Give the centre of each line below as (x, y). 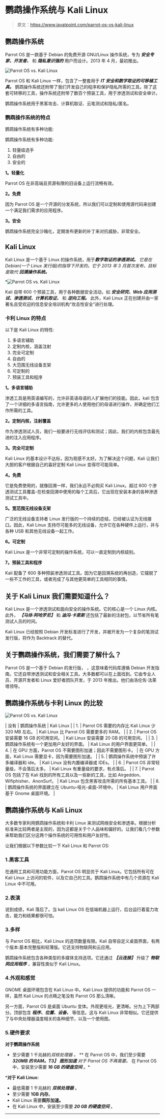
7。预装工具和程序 (24, 562)
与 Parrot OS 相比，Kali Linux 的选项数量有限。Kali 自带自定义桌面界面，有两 (82, 941)
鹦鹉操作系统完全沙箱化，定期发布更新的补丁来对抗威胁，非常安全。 (74, 231)
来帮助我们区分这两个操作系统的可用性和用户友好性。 (59, 835)
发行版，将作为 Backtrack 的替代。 (40, 638)
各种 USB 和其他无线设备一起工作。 (41, 531)
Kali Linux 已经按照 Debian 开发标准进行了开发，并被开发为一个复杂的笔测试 (82, 631)
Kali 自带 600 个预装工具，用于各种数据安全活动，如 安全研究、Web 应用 (79, 292)
